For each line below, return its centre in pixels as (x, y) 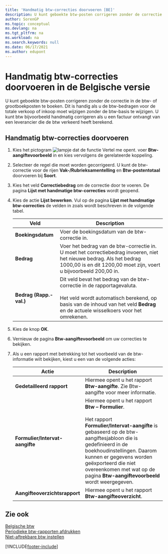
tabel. (18, 211)
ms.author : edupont (25, 52)
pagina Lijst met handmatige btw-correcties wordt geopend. (76, 191)
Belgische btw (20, 526)
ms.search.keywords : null (32, 43)
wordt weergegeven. (109, 482)
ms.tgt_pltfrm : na (24, 33)
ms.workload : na (22, 38)
